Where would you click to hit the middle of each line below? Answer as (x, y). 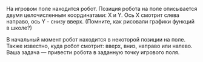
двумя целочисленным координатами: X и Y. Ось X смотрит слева (93, 15)
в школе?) (19, 28)
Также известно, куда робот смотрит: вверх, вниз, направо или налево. (99, 46)
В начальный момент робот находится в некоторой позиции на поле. (96, 39)
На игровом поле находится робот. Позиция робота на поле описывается (102, 9)
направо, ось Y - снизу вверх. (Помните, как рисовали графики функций (101, 21)
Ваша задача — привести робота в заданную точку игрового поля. (93, 52)
